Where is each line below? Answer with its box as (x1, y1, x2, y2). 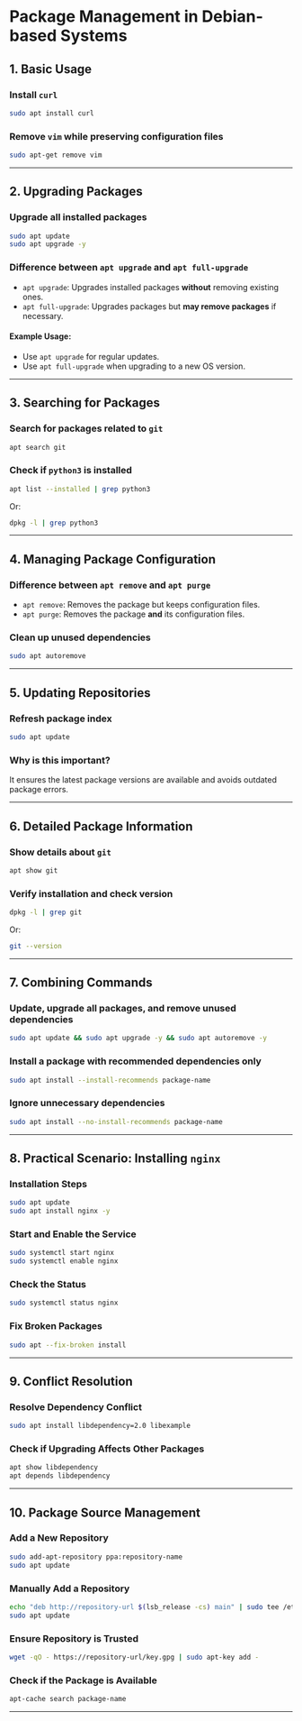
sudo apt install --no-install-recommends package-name (9, 1117, 223, 1126)
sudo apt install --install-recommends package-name (9, 1076, 211, 1085)
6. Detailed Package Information (9, 819, 193, 834)
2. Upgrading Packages (9, 184, 143, 199)
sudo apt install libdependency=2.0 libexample (9, 1422, 191, 1431)
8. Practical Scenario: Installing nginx (9, 1151, 221, 1167)
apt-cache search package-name (9, 1695, 127, 1704)
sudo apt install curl (9, 108, 94, 118)
